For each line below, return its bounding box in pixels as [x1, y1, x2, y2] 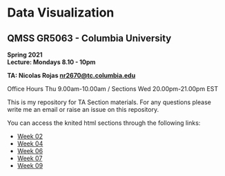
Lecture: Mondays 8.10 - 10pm [7, 58, 96, 66]
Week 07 [17, 154, 43, 162]
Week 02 [17, 133, 43, 140]
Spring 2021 [7, 50, 43, 59]
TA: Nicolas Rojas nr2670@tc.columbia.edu [7, 71, 136, 79]
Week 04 [17, 139, 43, 148]
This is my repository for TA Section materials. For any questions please [7, 98, 212, 106]
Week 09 [17, 162, 43, 170]
